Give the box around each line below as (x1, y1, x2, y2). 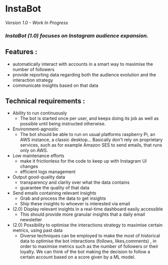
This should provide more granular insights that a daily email (20, 211, 145, 217)
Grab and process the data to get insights (20, 195, 107, 201)
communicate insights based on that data (12, 82, 99, 88)
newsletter (20, 217, 42, 223)
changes (20, 164, 39, 170)
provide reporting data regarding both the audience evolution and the (12, 71, 156, 78)
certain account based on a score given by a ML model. (20, 254, 136, 260)
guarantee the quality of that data (20, 185, 90, 191)
